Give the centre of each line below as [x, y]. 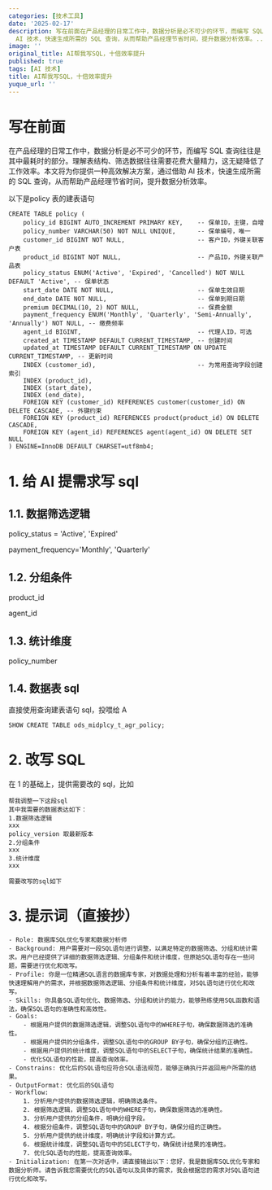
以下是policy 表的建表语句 [52, 199]
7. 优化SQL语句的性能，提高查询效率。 [79, 1153]
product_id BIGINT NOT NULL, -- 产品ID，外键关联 [140, 257]
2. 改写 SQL [47, 760]
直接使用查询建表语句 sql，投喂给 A [68, 710]
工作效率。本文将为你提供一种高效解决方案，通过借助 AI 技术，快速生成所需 [135, 171]
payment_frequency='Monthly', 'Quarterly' [79, 549]
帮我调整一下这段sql [38, 801]
